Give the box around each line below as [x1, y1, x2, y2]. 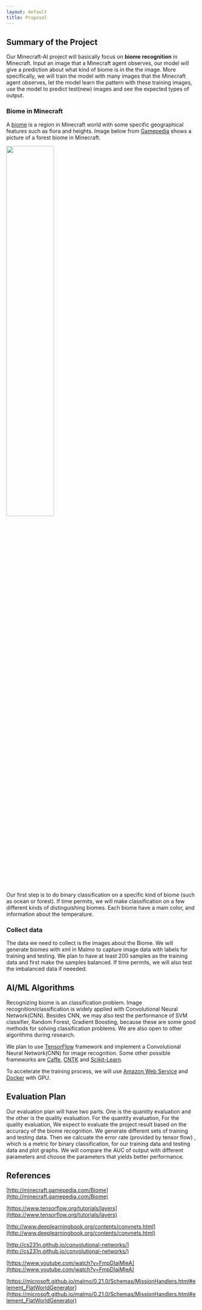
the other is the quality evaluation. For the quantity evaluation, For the [6, 1114, 180, 1121]
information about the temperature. [6, 910, 94, 918]
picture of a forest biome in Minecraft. [6, 134, 101, 141]
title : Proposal [6, 15, 47, 21]
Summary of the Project [6, 37, 98, 47]
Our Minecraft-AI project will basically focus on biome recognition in [6, 53, 178, 61]
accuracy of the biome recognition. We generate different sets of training [6, 1127, 189, 1134]
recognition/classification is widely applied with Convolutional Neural [6, 1005, 178, 1012]
